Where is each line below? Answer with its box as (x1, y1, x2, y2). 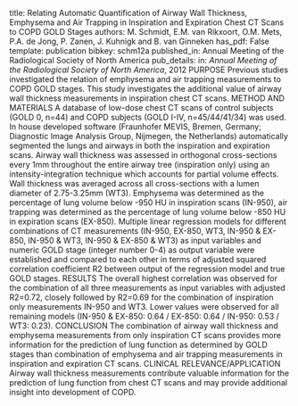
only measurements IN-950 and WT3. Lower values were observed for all (9, 302, 279, 311)
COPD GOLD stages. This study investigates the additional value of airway (9, 84, 283, 94)
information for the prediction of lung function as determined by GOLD (9, 339, 268, 350)
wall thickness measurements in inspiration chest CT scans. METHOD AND (9, 93, 286, 104)
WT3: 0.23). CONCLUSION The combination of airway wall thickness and (9, 320, 278, 331)
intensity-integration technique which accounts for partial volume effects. (9, 169, 279, 179)
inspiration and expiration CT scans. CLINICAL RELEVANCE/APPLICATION (9, 359, 281, 369)
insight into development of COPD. (9, 387, 137, 397)
